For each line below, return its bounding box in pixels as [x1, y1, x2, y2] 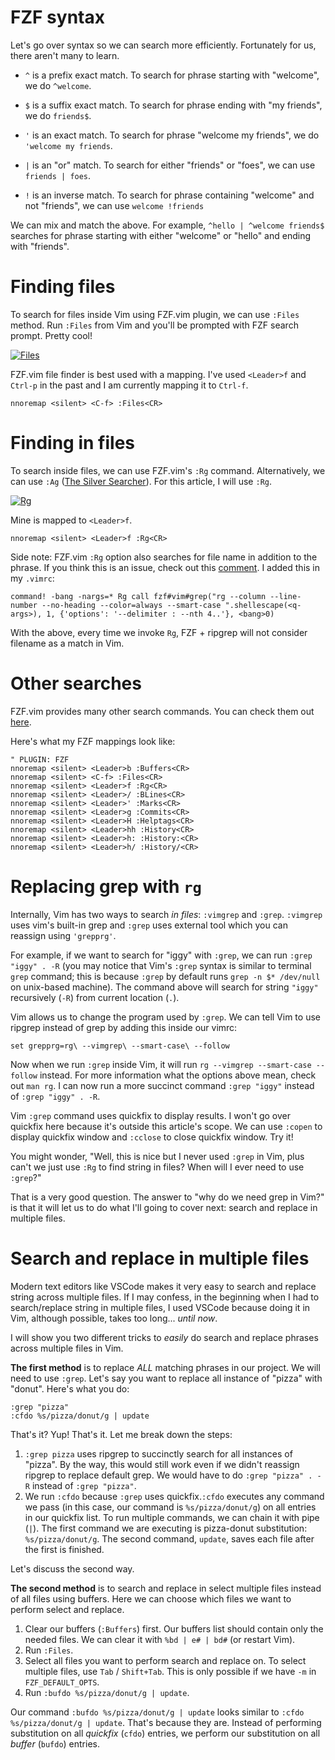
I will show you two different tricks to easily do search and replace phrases [10, 1331, 319, 1343]
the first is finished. [24, 1543, 105, 1555]
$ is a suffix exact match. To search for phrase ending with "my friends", [24, 99, 323, 111]
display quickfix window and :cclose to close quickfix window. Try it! [10, 1131, 294, 1143]
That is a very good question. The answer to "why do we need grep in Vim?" [10, 1191, 325, 1203]
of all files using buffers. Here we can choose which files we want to [10, 1592, 292, 1605]
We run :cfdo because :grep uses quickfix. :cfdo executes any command [24, 1490, 325, 1502]
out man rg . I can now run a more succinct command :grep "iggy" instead [10, 1079, 315, 1091]
